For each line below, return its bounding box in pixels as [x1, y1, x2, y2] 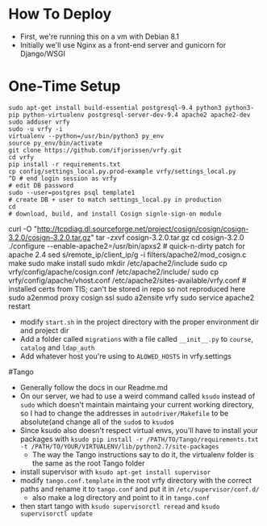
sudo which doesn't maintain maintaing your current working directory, [19, 399, 254, 409]
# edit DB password [8, 181, 74, 190]
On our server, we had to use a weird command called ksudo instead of [19, 391, 256, 401]
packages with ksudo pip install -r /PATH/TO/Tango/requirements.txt [19, 434, 259, 444]
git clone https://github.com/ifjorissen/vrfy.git [8, 146, 182, 154]
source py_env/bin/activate [8, 139, 103, 147]
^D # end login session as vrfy [8, 175, 117, 183]
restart [8, 301, 31, 311]
